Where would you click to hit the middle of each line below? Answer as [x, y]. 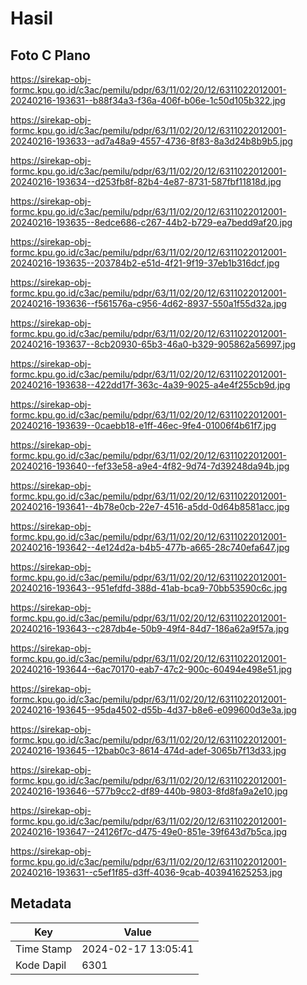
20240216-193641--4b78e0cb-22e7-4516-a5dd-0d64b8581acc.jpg [150, 506]
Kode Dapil [41, 965]
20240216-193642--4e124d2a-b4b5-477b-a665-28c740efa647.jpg [150, 547]
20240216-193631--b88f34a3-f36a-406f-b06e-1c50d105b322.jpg [148, 100]
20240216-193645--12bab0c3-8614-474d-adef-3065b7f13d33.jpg [148, 750]
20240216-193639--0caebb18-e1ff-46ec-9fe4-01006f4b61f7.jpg [143, 425]
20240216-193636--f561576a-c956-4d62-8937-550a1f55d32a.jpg [148, 303]
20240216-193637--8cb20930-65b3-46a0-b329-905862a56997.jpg [153, 344]
